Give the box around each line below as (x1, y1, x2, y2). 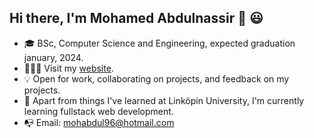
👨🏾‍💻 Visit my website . (23, 62, 114, 74)
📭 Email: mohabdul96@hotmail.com (23, 116, 175, 128)
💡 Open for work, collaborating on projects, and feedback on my (23, 72, 290, 85)
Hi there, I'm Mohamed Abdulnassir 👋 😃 (9, 10, 264, 27)
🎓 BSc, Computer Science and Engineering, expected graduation (23, 37, 296, 49)
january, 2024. (23, 51, 84, 63)
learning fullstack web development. (23, 105, 174, 117)
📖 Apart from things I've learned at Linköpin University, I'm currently (23, 94, 305, 106)
